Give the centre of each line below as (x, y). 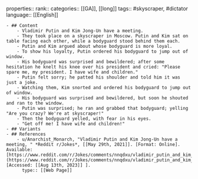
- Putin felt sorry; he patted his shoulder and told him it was (99, 77)
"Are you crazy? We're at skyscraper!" (55, 113)
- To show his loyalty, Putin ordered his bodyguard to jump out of (103, 51)
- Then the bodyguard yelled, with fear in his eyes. (84, 119)
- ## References (26, 134)
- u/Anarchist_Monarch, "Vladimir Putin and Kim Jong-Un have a (97, 139)
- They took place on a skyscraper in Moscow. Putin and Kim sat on (103, 36)
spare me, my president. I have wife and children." (72, 72)
